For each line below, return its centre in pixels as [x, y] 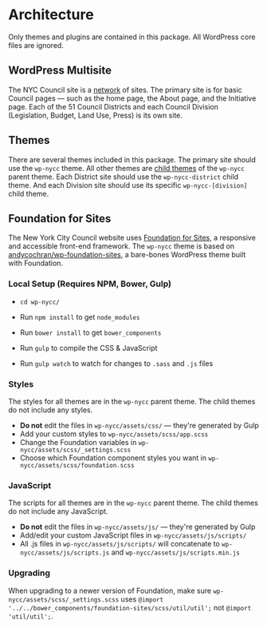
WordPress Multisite [60, 71]
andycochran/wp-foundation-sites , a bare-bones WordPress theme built [127, 255]
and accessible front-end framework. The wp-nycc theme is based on [122, 246]
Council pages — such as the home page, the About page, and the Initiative [132, 98]
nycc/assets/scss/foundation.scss [77, 465]
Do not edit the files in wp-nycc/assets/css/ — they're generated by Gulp [139, 425]
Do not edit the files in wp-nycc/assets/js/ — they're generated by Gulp [137, 527]
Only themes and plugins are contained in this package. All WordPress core [132, 37]
